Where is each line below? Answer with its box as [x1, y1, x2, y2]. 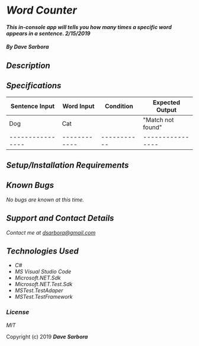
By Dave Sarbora [6, 43, 49, 50]
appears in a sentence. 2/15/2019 [6, 30, 91, 37]
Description [6, 60, 50, 71]
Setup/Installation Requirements [6, 160, 129, 170]
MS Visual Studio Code [14, 268, 72, 275]
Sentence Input [10, 102, 55, 110]
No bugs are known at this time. [6, 196, 85, 203]
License [6, 308, 30, 316]
